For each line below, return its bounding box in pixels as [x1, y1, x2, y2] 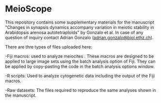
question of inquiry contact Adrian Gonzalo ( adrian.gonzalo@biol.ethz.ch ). [5, 35, 154, 40]
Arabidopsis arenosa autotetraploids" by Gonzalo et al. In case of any [5, 29, 144, 35]
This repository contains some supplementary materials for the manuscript [5, 19, 154, 25]
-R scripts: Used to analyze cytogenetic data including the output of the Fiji [5, 73, 155, 78]
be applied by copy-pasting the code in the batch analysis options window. [5, 64, 155, 69]
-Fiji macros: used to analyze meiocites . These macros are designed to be [5, 53, 154, 59]
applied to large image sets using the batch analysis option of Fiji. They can [5, 58, 156, 64]
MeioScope [5, 3, 52, 14]
